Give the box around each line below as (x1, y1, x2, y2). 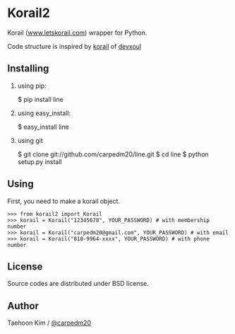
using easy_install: (17, 108, 71, 117)
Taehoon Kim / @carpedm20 (7, 318, 92, 327)
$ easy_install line (17, 122, 69, 131)
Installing (7, 62, 49, 75)
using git (17, 136, 44, 144)
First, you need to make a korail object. (7, 197, 121, 205)
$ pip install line (17, 95, 64, 103)
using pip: (17, 81, 47, 90)
